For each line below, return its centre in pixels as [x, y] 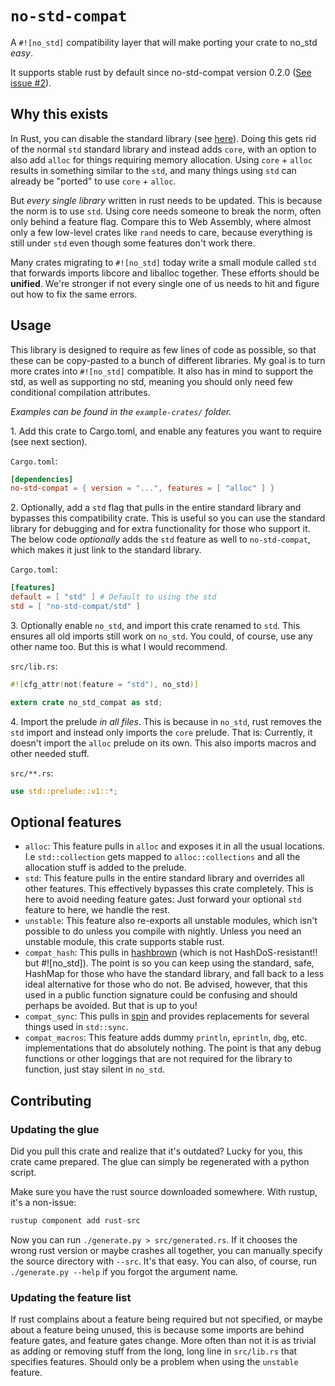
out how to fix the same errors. [74, 294]
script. [23, 1173]
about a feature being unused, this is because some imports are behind [157, 1330]
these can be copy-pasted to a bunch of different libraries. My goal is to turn [168, 360]
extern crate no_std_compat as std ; [86, 702]
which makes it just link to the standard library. [106, 550]
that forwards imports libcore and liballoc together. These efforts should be [165, 273]
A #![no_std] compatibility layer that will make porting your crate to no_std [164, 42]
